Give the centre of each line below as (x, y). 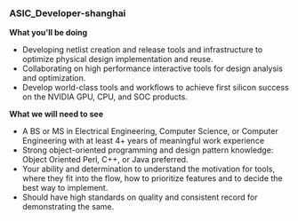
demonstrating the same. (68, 207)
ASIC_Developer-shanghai (68, 13)
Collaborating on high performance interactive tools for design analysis (152, 68)
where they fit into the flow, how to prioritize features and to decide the (152, 178)
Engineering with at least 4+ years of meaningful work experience (143, 141)
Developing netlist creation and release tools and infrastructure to (142, 50)
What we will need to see (56, 114)
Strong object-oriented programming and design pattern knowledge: (148, 150)
